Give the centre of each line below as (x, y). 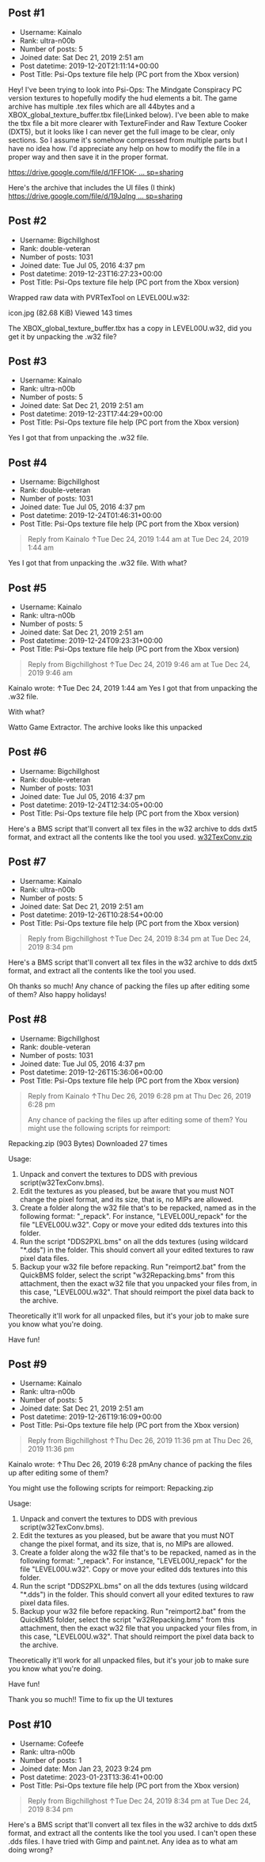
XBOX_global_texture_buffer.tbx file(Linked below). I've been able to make (129, 115)
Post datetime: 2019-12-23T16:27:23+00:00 (91, 273)
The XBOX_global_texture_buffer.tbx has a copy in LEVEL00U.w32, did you (130, 328)
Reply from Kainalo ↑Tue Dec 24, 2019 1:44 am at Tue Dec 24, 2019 (138, 539)
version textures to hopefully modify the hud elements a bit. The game (123, 97)
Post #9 (28, 1364)
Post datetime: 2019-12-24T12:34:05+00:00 (91, 805)
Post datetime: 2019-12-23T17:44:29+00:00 (91, 414)
